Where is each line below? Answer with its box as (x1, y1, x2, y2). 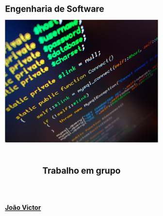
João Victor (5, 203, 41, 212)
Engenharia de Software (5, 3, 104, 15)
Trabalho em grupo (42, 165, 121, 176)
